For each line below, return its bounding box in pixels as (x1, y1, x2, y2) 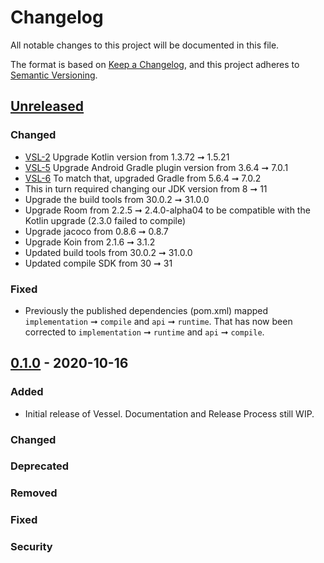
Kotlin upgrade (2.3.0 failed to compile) (24, 214, 187, 226)
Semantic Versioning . (10, 69, 98, 81)
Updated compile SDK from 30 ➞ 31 (24, 257, 173, 269)
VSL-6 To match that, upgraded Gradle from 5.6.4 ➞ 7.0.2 (24, 172, 262, 184)
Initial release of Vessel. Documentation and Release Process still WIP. (24, 407, 315, 420)
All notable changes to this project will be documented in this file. (10, 39, 280, 51)
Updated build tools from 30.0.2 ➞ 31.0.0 (24, 246, 193, 258)
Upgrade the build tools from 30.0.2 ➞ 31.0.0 (24, 193, 210, 205)
